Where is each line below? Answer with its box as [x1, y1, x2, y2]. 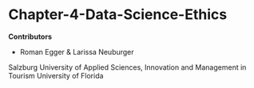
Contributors [8, 32, 53, 41]
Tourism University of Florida [8, 71, 104, 80]
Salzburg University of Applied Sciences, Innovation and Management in [8, 62, 247, 72]
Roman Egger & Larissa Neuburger [19, 47, 134, 56]
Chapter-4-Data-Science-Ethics [8, 6, 228, 24]
